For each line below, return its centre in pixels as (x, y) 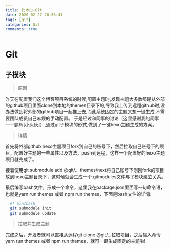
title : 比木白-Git (24, 10)
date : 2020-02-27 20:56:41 (34, 15)
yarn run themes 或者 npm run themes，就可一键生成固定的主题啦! (76, 241)
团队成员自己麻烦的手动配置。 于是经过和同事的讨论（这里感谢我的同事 (84, 118)
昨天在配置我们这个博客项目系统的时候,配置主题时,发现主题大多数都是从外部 (85, 99)
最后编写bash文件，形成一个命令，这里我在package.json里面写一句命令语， (85, 187)
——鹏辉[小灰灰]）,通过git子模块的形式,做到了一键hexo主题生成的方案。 (81, 125)
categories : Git (23, 24)
